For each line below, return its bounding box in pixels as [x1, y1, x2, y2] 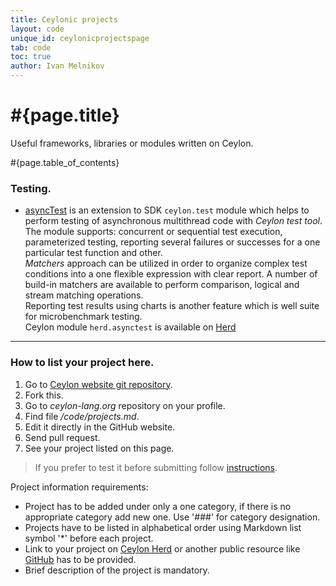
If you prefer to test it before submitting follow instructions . [34, 461, 278, 473]
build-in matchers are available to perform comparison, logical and [24, 279, 300, 291]
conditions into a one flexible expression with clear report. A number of [24, 268, 318, 280]
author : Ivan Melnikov [10, 61, 105, 71]
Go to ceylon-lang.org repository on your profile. [24, 399, 226, 411]
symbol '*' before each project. [24, 532, 154, 544]
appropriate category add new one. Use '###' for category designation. [24, 511, 321, 523]
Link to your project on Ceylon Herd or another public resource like [24, 542, 301, 555]
